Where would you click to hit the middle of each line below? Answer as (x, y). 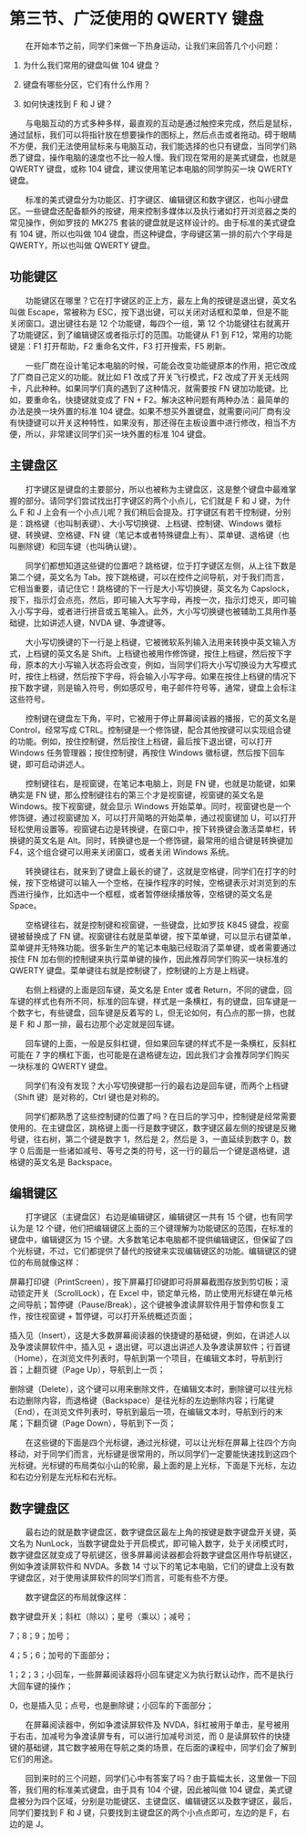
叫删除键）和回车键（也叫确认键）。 (75, 546)
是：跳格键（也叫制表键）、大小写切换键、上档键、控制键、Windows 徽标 (146, 523)
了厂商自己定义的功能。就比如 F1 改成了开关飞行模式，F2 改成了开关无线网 (149, 377)
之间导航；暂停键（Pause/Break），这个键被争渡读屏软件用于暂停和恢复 (143, 1304)
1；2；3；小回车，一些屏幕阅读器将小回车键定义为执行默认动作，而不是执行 (152, 1675)
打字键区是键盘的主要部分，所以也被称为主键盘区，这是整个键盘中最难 (157, 489)
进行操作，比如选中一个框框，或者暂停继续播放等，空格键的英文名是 (145, 894)
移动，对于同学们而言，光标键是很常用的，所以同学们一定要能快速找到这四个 (153, 1454)
